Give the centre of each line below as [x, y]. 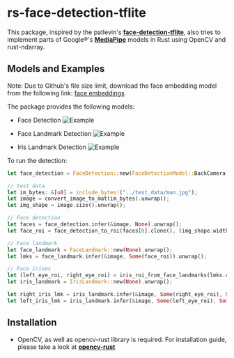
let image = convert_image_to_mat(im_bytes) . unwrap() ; [88, 199]
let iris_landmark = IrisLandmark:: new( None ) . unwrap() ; [90, 282]
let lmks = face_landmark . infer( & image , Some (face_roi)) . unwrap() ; [107, 256]
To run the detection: [37, 160]
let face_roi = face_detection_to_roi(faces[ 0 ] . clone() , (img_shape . [110, 231]
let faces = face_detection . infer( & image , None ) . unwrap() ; [95, 224]
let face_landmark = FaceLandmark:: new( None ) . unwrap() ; [90, 250]
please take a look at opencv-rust [66, 347]
